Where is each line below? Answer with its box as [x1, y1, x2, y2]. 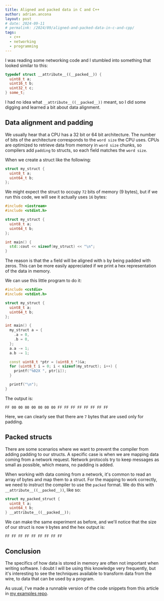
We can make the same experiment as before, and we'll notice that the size [5, 519, 157, 525]
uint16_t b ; [9, 81, 34, 86]
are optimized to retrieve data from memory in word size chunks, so [5, 142, 142, 148]
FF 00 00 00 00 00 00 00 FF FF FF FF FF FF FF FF [5, 405, 109, 410]
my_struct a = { [9, 328, 43, 333]
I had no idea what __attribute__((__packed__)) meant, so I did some [5, 99, 146, 105]
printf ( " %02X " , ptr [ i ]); [14, 369, 67, 373]
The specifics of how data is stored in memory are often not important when [5, 560, 159, 566]
